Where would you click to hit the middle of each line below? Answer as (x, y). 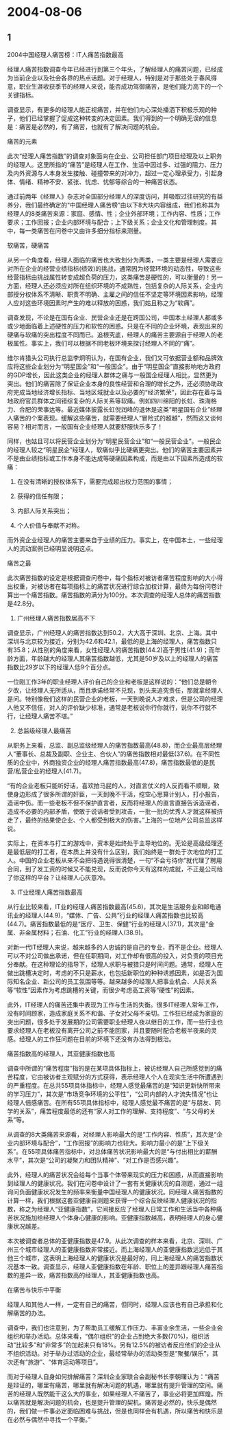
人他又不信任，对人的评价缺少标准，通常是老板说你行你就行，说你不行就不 (112, 707)
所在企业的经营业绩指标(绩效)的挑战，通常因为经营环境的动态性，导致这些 (117, 268)
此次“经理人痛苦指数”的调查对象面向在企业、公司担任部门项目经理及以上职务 (115, 156)
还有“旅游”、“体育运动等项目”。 (57, 1362)
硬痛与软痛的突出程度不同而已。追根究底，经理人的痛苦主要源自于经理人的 (112, 335)
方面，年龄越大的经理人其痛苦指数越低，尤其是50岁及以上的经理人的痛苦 (116, 658)
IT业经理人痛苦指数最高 (50, 892)
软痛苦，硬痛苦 (28, 245)
